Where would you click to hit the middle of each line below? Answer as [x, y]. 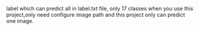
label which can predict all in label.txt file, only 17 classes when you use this [100, 9]
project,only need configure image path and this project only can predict [96, 15]
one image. [20, 21]
